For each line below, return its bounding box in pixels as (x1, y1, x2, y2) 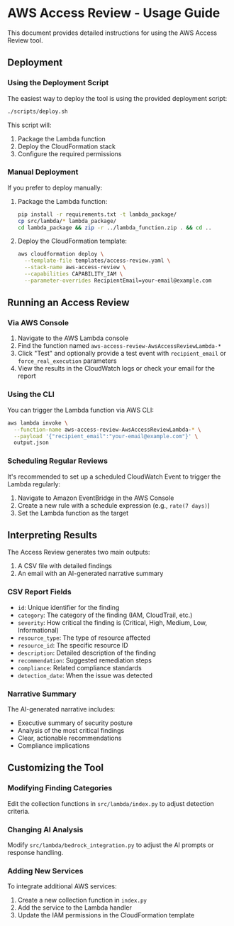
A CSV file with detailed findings (17, 562, 112, 570)
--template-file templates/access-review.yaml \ (24, 257, 171, 264)
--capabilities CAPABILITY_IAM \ (24, 271, 123, 278)
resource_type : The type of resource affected (17, 633, 151, 642)
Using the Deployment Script (7, 78, 109, 88)
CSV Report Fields (7, 587, 72, 597)
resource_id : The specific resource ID (17, 641, 129, 649)
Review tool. (7, 36, 43, 44)
